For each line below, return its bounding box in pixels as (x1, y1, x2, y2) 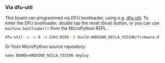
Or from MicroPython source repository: (5, 43, 86, 50)
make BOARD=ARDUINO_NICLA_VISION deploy (5, 53, 89, 58)
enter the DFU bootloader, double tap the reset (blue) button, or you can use (5, 20, 160, 26)
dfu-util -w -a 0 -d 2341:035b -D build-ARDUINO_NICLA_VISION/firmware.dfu (5, 35, 164, 40)
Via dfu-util (5, 4, 33, 11)
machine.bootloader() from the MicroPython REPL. (5, 25, 108, 31)
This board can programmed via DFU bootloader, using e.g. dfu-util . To (5, 15, 149, 21)
